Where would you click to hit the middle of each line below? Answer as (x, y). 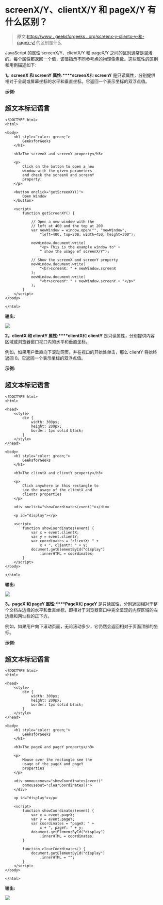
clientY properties (42, 494)
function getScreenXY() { (49, 213)
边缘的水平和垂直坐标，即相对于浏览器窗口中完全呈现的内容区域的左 (90, 610)
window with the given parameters (57, 171)
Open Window (35, 196)
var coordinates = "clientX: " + (65, 541)
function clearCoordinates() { (54, 849)
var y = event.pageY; (53, 819)
